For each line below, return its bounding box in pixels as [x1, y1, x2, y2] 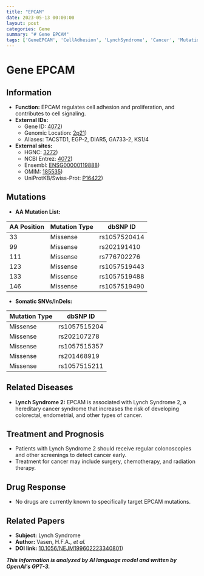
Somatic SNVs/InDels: [15, 297, 73, 305]
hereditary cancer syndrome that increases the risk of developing [15, 405, 179, 412]
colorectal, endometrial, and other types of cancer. [15, 411, 143, 419]
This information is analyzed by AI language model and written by [6, 557, 177, 564]
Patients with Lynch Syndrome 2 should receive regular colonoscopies [15, 445, 192, 452]
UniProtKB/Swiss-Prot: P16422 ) [24, 174, 103, 181]
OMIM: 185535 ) [24, 168, 63, 175]
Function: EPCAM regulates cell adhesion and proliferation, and [15, 104, 175, 110]
